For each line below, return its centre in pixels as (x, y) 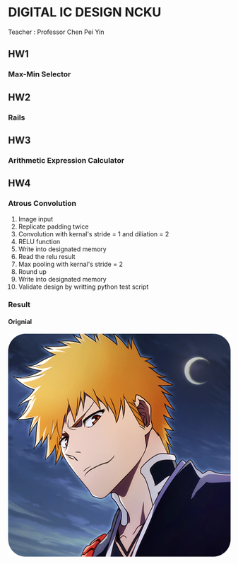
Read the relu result (47, 256)
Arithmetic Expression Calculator (66, 160)
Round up (32, 271)
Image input (36, 219)
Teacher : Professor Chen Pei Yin (56, 32)
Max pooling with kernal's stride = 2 (70, 264)
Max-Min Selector (40, 74)
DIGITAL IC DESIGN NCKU (85, 12)
